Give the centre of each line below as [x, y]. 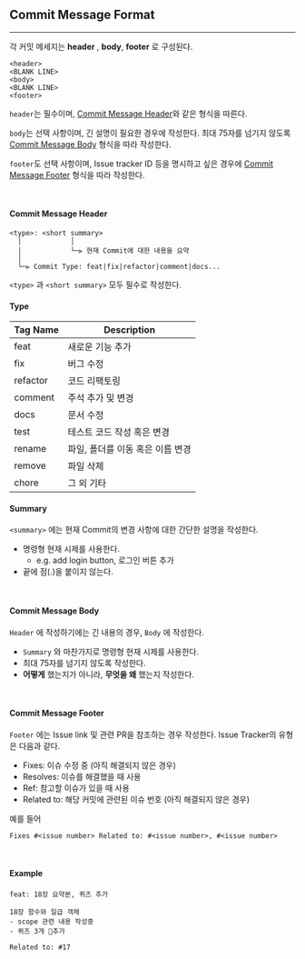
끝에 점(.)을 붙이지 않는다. [68, 572]
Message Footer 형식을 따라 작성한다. [77, 175]
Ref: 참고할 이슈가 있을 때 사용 [76, 788]
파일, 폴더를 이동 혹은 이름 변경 [129, 449]
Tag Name [36, 330]
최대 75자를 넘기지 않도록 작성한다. [84, 663]
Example [26, 874]
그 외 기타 [87, 484]
